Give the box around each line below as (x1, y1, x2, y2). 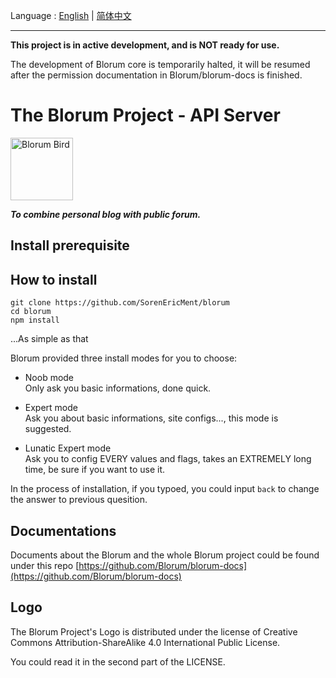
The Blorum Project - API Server (10, 104, 281, 127)
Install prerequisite (10, 237, 130, 254)
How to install (10, 271, 98, 288)
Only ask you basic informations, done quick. (24, 382, 212, 394)
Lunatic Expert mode (24, 442, 112, 454)
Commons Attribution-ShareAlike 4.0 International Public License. (10, 636, 281, 648)
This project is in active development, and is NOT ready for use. (10, 39, 280, 51)
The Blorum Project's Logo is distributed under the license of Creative (10, 625, 298, 638)
